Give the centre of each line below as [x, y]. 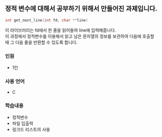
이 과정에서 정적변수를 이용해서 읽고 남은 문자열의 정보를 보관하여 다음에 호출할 [80, 36]
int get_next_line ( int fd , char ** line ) [47, 20]
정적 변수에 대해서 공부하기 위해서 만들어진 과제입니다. [81, 9]
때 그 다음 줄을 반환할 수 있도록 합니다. [41, 42]
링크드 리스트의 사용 [31, 129]
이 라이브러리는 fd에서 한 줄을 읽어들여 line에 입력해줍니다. [61, 30]
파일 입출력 [23, 123]
